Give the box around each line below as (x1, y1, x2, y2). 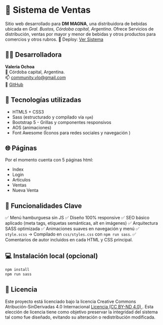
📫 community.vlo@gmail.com (5, 74, 66, 80)
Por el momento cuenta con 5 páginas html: (5, 157, 93, 163)
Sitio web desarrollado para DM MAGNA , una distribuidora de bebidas (5, 21, 147, 27)
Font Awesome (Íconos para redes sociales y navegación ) (12, 130, 131, 136)
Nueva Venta (12, 187, 39, 193)
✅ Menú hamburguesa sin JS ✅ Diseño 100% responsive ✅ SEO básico (5, 215, 150, 221)
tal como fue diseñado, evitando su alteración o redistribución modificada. (5, 314, 156, 320)
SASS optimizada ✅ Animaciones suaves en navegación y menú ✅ (5, 226, 140, 232)
